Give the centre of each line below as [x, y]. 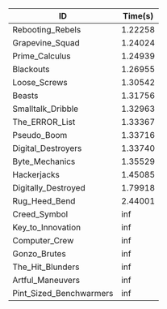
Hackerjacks [36, 175]
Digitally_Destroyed [49, 188]
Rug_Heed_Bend [44, 201]
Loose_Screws [40, 82]
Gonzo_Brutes [39, 253]
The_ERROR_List [44, 122]
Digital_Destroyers [47, 148]
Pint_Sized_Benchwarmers [63, 293]
